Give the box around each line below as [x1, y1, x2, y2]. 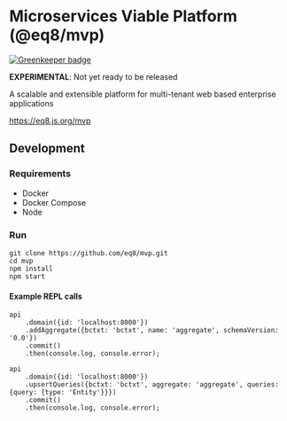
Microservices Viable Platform [9, 6, 237, 27]
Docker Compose [21, 197, 87, 207]
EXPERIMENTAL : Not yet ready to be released [9, 71, 178, 82]
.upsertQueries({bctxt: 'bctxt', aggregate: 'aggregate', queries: [25, 380, 279, 389]
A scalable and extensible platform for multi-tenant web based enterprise [9, 89, 276, 99]
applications [9, 97, 54, 108]
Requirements [9, 168, 72, 180]
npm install [9, 264, 53, 273]
